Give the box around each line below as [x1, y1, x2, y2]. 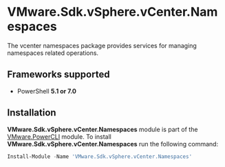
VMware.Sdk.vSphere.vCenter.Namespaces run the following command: [7, 140, 219, 148]
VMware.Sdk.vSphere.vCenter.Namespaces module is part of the [7, 125, 198, 133]
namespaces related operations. [7, 49, 98, 57]
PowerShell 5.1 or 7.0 [17, 87, 77, 95]
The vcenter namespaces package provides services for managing [7, 41, 197, 49]
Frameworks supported [7, 69, 110, 80]
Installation [7, 107, 56, 119]
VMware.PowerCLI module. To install [7, 132, 111, 141]
